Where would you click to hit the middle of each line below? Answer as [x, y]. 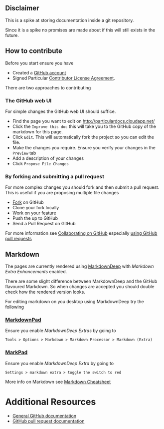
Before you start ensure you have [39, 63]
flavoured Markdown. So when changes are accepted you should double [80, 287]
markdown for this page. [38, 131]
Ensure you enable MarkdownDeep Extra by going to [59, 363]
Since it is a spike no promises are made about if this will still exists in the [80, 30]
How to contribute [34, 51]
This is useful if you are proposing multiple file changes [62, 193]
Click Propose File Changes [40, 163]
